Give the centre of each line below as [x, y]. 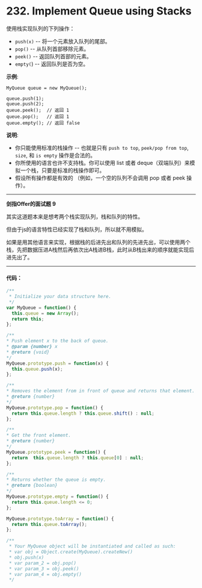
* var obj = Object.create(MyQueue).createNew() [71, 552]
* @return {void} [28, 352]
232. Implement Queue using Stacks [99, 11]
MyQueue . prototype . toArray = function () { [60, 519]
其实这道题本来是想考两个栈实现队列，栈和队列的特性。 [75, 216]
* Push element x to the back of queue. [58, 341]
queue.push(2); [25, 104]
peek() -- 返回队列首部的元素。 [53, 56]
